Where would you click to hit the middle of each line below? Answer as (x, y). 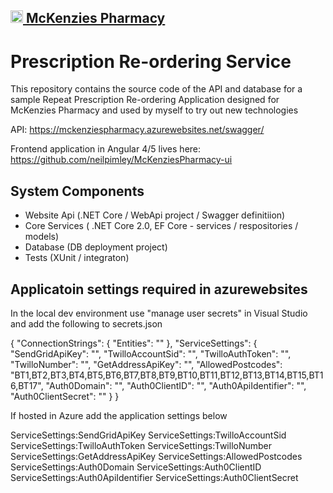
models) (42, 237)
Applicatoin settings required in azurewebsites (159, 289)
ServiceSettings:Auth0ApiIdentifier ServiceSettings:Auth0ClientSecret (154, 477)
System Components (77, 191)
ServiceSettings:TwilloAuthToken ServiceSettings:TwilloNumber (141, 445)
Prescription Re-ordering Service (151, 61)
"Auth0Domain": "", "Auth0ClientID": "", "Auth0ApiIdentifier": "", (176, 385)
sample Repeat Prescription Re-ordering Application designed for (145, 100)
